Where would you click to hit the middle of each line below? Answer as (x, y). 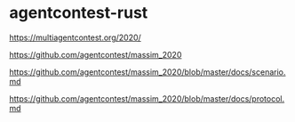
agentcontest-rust (79, 13)
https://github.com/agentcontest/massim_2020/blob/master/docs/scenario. (147, 72)
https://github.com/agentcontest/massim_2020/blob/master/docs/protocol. (147, 98)
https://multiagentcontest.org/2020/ (76, 37)
